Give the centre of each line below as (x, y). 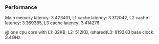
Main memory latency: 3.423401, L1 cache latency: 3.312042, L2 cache (77, 18)
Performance (21, 7)
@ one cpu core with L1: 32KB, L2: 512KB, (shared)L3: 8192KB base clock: (80, 32)
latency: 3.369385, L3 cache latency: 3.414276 (52, 23)
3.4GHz (13, 37)
